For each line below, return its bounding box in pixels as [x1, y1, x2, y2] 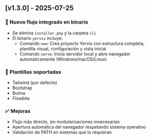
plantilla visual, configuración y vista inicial [19, 45, 107, 51]
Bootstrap [12, 85, 32, 91]
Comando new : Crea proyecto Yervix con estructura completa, [19, 40, 145, 46]
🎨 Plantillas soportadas [5, 69, 61, 75]
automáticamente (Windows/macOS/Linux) [19, 56, 107, 62]
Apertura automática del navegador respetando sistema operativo [12, 124, 146, 130]
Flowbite [12, 95, 30, 101]
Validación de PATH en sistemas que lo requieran [12, 129, 112, 135]
